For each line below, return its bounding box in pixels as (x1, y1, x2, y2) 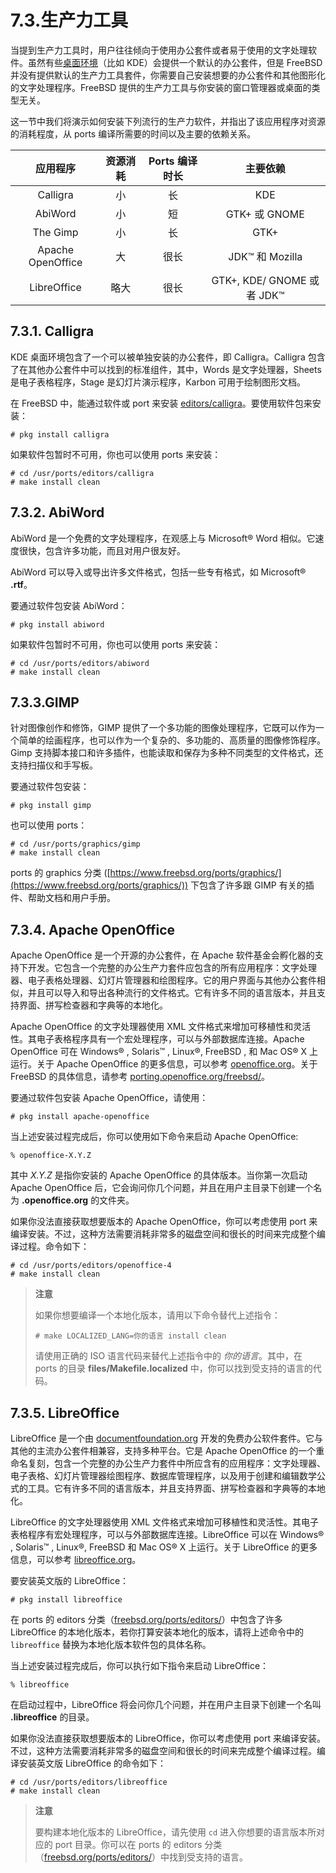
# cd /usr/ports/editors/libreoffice (10, 1777, 168, 1787)
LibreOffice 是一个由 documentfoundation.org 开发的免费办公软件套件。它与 (10, 1432, 323, 1444)
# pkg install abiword (10, 619, 105, 630)
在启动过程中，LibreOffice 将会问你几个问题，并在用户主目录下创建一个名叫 (10, 1699, 322, 1710)
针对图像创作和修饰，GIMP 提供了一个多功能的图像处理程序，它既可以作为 (10, 722, 316, 734)
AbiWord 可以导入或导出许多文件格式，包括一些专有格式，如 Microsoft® (10, 566, 307, 578)
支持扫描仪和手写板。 (10, 759, 98, 771)
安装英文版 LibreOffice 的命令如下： (18, 1757, 167, 1769)
